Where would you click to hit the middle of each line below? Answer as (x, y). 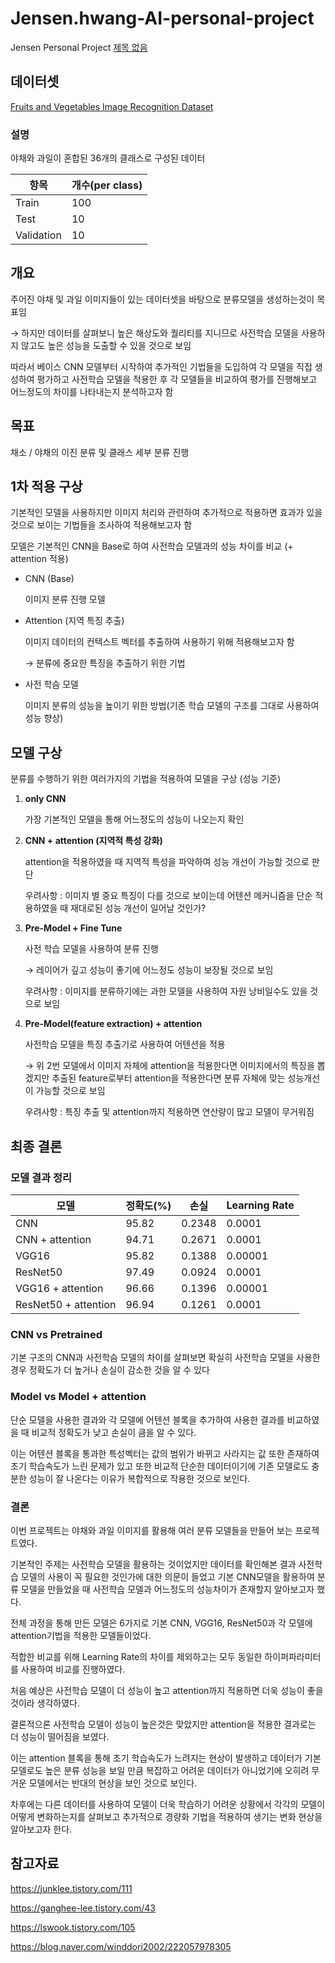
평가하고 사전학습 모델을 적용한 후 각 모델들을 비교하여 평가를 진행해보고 (177, 379)
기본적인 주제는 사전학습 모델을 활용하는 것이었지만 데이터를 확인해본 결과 (153, 1564)
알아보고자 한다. (41, 1829)
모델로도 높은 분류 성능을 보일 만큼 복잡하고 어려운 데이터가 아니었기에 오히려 (160, 1770)
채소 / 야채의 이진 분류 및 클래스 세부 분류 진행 (100, 452)
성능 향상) (44, 718)
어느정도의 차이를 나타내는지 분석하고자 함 (92, 391)
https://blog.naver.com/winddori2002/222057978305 (121, 1946)
